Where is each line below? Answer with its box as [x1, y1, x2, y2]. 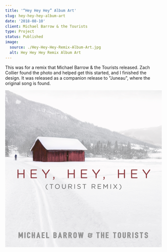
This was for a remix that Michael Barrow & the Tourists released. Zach [5, 64, 150, 70]
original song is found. [5, 80, 51, 86]
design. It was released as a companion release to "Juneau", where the [5, 75, 151, 81]
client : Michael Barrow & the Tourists [5, 24, 88, 29]
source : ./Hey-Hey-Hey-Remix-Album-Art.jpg [9, 45, 101, 50]
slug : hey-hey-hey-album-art [5, 13, 66, 18]
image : [5, 40, 19, 45]
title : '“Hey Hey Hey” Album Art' [5, 8, 77, 13]
